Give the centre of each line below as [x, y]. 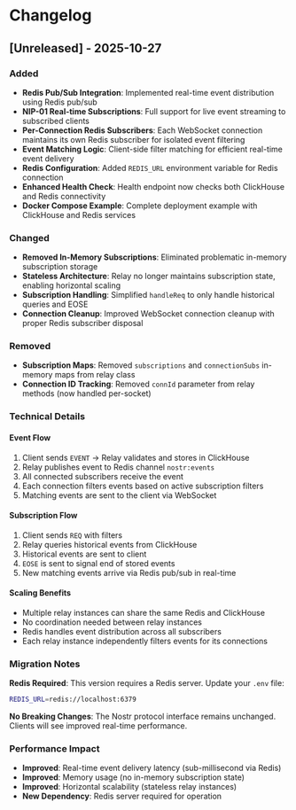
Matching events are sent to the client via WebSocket [119, 495]
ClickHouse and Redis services [78, 214]
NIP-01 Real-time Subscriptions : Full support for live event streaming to [154, 111]
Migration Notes [45, 664]
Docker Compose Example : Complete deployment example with [140, 206]
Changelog [51, 16]
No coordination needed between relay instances [112, 622]
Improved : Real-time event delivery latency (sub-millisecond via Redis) [152, 768]
